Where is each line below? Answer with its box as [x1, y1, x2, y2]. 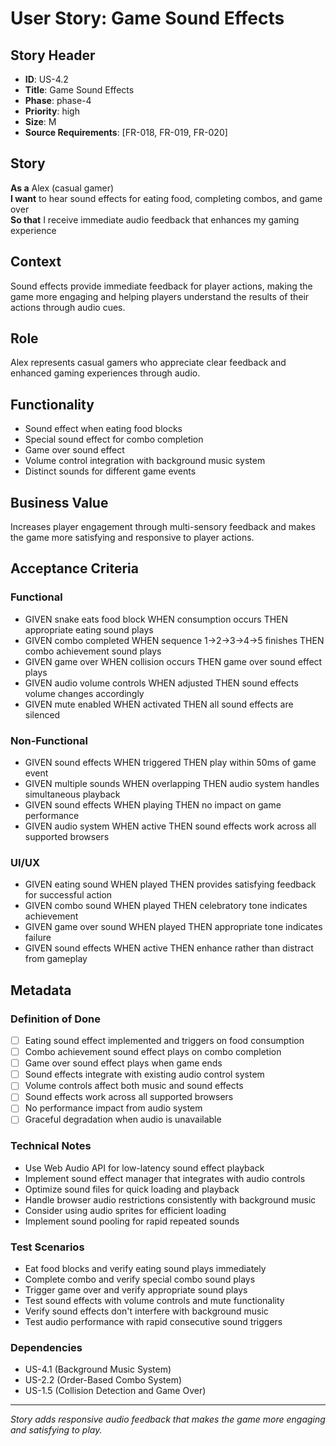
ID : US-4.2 [24, 73, 69, 85]
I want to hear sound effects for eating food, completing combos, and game [10, 192, 323, 204]
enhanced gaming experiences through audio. [10, 367, 201, 379]
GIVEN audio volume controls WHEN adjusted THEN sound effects [24, 677, 299, 689]
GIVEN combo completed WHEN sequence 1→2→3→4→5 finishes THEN [24, 634, 325, 646]
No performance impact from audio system [24, 1102, 203, 1114]
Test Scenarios [10, 1240, 85, 1254]
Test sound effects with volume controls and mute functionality [24, 1295, 285, 1307]
